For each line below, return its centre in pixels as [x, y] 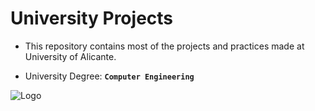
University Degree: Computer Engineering [109, 76]
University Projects [92, 18]
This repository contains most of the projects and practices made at [164, 46]
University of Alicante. [70, 56]
